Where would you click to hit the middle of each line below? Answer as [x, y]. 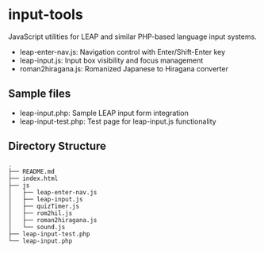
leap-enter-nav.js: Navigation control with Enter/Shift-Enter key [122, 52]
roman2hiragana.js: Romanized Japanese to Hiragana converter [124, 68]
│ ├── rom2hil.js [40, 213]
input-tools [46, 15]
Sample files [40, 94]
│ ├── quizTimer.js [44, 206]
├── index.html [33, 178]
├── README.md [32, 171]
